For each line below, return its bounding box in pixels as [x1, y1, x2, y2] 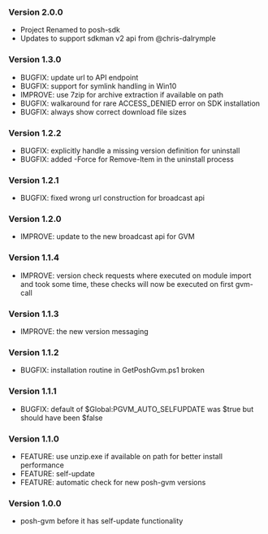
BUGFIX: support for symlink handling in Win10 [19, 80, 177, 91]
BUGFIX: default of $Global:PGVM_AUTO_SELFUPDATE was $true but [19, 404, 254, 414]
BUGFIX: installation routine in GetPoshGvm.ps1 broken [19, 365, 205, 376]
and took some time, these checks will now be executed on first [19, 279, 234, 289]
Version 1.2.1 [8, 174, 59, 185]
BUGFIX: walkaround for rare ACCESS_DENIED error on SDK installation [19, 98, 261, 108]
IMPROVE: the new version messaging [19, 327, 149, 336]
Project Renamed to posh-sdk [19, 25, 120, 35]
